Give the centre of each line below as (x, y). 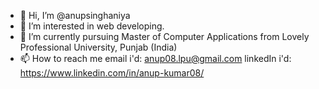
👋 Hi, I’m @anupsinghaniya (75, 15)
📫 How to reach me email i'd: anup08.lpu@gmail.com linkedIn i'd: (155, 58)
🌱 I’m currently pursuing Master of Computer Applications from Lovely (164, 36)
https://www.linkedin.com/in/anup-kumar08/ (112, 73)
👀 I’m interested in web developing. (92, 26)
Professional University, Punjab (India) (98, 47)
